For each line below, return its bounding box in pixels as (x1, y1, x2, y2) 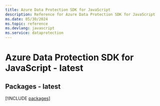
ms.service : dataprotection (5, 30, 64, 35)
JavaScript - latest (5, 63, 83, 74)
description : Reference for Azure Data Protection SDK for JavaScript (5, 12, 155, 17)
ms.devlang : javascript (5, 26, 55, 31)
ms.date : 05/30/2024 (5, 16, 48, 21)
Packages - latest (5, 82, 61, 91)
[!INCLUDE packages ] (5, 96, 50, 101)
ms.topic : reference (5, 21, 48, 26)
